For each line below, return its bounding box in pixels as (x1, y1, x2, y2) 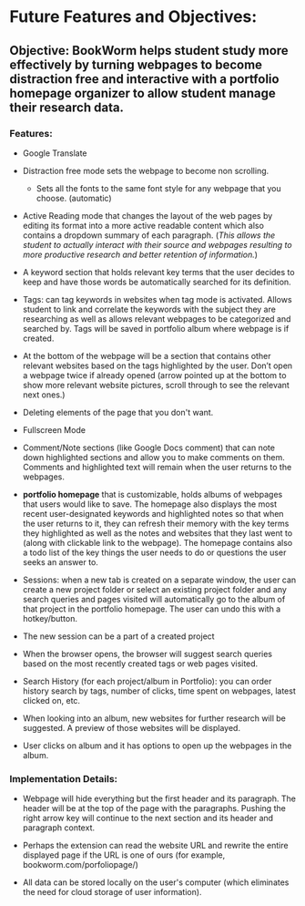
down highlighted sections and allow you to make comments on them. (22, 451, 285, 462)
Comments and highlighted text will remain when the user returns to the (22, 461, 292, 472)
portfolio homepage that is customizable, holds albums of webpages (22, 489, 283, 499)
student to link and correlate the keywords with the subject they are (22, 304, 276, 314)
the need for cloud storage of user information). (22, 887, 202, 898)
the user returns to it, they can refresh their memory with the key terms (22, 518, 290, 529)
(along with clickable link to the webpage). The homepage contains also (22, 537, 293, 548)
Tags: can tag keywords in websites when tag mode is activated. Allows (22, 293, 293, 304)
